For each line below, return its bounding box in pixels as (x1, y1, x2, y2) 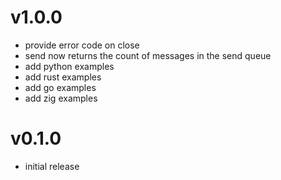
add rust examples (24, 71, 102, 83)
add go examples (24, 81, 97, 93)
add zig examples (24, 92, 98, 104)
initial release (24, 160, 80, 172)
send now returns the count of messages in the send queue (24, 49, 272, 61)
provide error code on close (24, 39, 140, 51)
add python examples (24, 60, 115, 72)
